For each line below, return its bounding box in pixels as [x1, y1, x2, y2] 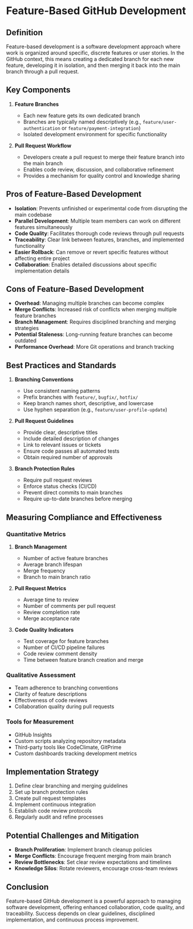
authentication [23, 125, 60, 132]
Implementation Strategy [6, 766, 99, 776]
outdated [14, 337, 37, 344]
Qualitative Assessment [6, 671, 76, 679]
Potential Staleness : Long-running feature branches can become [14, 331, 173, 338]
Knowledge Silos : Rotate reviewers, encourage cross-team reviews [14, 865, 178, 872]
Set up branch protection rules [14, 789, 89, 796]
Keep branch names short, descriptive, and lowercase [23, 400, 154, 407]
